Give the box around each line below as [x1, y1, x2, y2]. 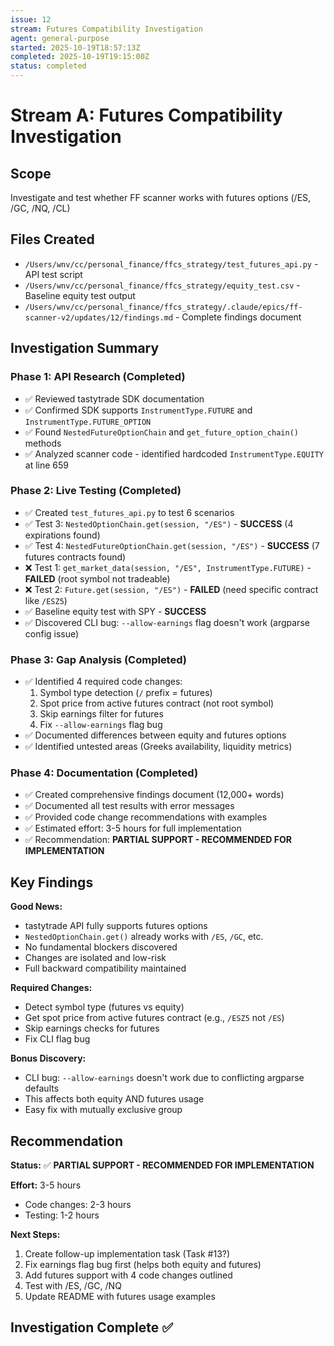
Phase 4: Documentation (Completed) [10, 766, 199, 780]
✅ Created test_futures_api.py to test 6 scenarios [24, 506, 235, 518]
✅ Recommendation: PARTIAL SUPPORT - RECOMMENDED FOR [24, 834, 292, 846]
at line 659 [24, 459, 69, 471]
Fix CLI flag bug [24, 1033, 91, 1045]
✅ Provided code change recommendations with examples [24, 811, 268, 823]
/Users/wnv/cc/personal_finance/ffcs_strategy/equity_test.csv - [24, 279, 301, 291]
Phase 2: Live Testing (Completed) [10, 484, 182, 498]
